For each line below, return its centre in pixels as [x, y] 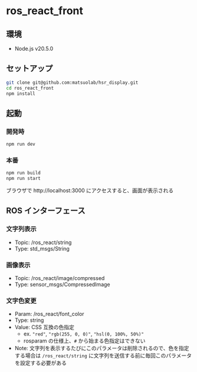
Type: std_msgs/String [42, 248]
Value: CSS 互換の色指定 [45, 327]
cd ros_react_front [30, 88]
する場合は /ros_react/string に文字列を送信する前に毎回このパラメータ [103, 355]
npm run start [24, 179]
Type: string [29, 320]
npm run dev [21, 144]
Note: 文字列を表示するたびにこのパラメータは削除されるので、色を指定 [102, 348]
